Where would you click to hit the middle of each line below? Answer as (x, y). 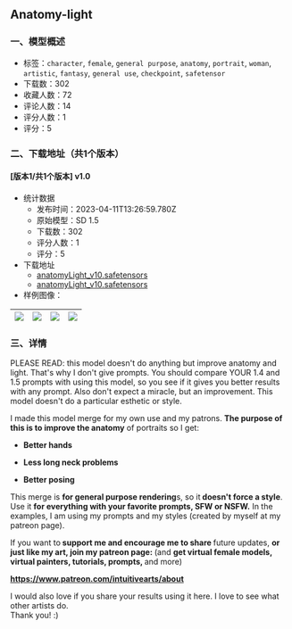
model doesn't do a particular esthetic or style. (96, 401)
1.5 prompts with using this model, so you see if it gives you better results (145, 382)
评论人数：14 (47, 105)
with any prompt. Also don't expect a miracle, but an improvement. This (142, 392)
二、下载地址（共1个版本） (67, 153)
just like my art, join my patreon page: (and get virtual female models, (142, 552)
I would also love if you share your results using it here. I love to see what (145, 596)
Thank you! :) (34, 616)
